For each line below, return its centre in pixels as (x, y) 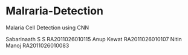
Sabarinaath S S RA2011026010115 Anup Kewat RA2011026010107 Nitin (94, 39)
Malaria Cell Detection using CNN (47, 27)
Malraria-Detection (55, 11)
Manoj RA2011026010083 (37, 45)
